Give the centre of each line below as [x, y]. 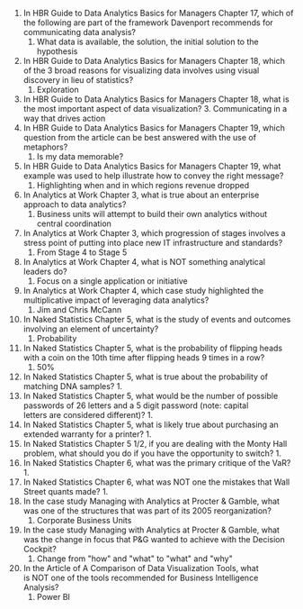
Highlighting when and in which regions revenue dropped [143, 185]
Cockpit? [40, 549]
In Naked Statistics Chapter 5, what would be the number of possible [151, 396]
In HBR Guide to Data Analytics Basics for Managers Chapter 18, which [154, 61]
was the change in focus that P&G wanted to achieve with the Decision [154, 539]
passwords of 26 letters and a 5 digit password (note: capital [136, 405]
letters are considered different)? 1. [88, 415]
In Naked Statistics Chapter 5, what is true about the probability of [146, 377]
